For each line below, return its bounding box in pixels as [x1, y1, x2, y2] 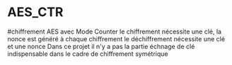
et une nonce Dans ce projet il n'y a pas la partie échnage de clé [7, 42, 195, 50]
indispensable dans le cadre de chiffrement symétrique [7, 50, 168, 58]
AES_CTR [7, 4, 64, 20]
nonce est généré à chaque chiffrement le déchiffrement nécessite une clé [7, 34, 225, 43]
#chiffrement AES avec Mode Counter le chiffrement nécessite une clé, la [7, 27, 221, 36]
